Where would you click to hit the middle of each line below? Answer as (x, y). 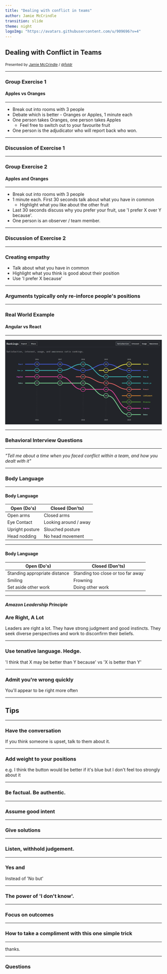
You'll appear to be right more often (42, 690)
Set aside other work (28, 587)
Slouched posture (62, 529)
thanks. (13, 949)
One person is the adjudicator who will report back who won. (75, 131)
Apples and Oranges (27, 179)
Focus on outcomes (29, 915)
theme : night (19, 26)
